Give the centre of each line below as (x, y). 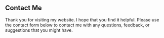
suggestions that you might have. (39, 30)
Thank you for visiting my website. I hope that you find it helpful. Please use (82, 19)
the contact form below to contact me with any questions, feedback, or (77, 25)
